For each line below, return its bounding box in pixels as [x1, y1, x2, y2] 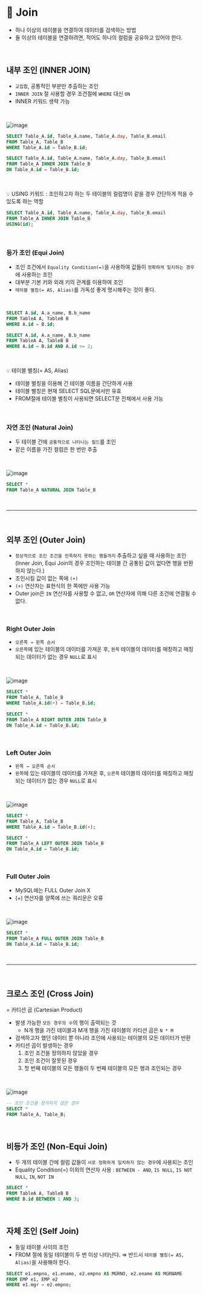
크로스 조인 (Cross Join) [6, 989, 94, 999]
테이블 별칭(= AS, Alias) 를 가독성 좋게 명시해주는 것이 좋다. [14, 286, 156, 293]
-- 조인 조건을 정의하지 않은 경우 [6, 1100, 80, 1106]
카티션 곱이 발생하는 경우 [14, 1042, 74, 1049]
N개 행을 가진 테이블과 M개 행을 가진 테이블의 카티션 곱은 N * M [24, 1026, 174, 1034]
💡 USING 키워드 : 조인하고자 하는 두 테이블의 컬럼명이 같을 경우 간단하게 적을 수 [6, 190, 194, 197]
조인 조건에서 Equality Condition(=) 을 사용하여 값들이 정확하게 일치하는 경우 [14, 263, 195, 271]
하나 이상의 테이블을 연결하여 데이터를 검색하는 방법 [14, 26, 137, 33]
